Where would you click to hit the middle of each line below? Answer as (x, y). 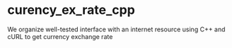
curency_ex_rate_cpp (71, 10)
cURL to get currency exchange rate (60, 36)
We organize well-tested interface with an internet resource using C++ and (116, 29)
